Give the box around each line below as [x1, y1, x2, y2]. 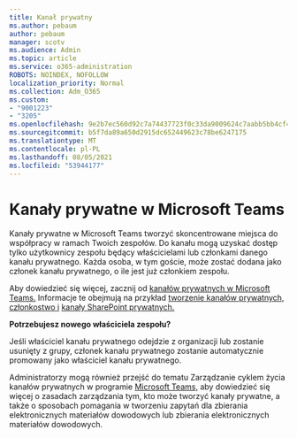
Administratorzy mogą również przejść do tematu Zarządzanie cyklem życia [9, 373, 286, 383]
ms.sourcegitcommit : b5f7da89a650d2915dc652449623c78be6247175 [9, 128, 247, 137]
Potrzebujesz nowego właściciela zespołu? [9, 319, 171, 330]
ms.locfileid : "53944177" [9, 161, 104, 170]
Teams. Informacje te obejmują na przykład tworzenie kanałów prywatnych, [9, 293, 285, 304]
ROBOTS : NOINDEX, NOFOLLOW [9, 71, 109, 80]
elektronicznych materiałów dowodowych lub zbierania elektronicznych [9, 410, 270, 420]
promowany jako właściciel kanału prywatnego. [9, 355, 182, 365]
